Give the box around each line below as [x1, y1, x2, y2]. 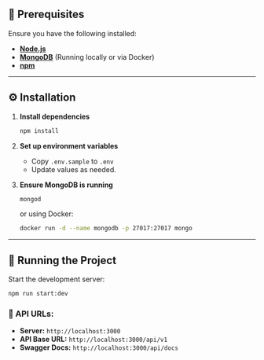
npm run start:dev [8, 290, 68, 298]
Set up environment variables [19, 141, 119, 150]
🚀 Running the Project [8, 253, 116, 267]
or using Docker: [19, 209, 74, 219]
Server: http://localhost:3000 [19, 326, 121, 336]
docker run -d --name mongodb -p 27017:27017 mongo [19, 225, 192, 233]
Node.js [19, 44, 46, 53]
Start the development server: [8, 274, 105, 284]
